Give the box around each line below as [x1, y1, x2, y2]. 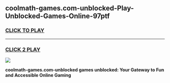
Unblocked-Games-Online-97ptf [5, 12, 110, 21]
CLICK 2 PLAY [5, 46, 40, 53]
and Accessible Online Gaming [5, 72, 71, 78]
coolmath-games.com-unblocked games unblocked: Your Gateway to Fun [5, 66, 164, 72]
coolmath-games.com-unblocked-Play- [5, 4, 134, 13]
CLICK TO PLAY [5, 27, 45, 34]
